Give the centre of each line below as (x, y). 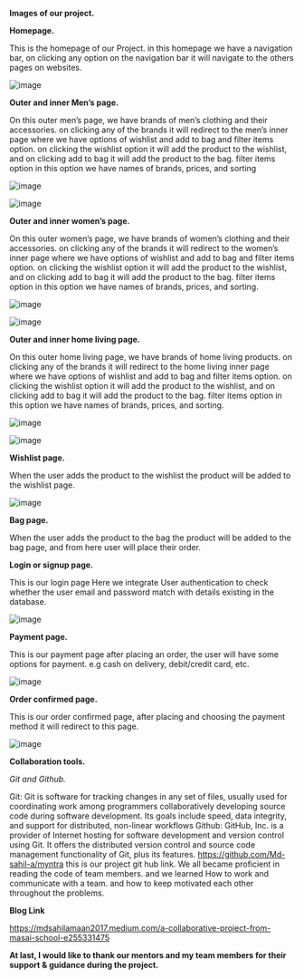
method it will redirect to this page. (74, 726)
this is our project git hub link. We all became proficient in (173, 864)
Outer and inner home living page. (75, 339)
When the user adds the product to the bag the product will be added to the (150, 538)
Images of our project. (52, 13)
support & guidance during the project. (84, 965)
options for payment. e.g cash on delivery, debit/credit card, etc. (129, 664)
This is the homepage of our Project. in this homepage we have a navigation (151, 48)
